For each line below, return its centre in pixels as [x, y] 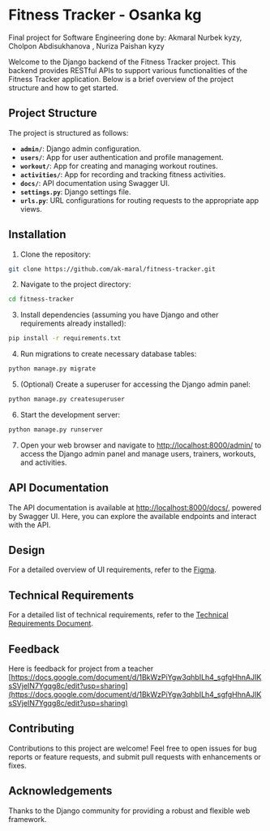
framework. [28, 819]
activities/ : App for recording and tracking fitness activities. [123, 174]
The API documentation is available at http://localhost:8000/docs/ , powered [135, 507]
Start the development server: [70, 414]
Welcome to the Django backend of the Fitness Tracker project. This [122, 62]
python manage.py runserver [56, 429]
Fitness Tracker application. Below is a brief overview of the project [121, 79]
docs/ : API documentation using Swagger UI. [95, 183]
